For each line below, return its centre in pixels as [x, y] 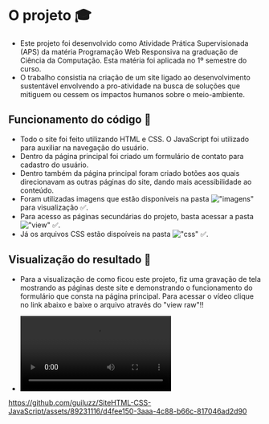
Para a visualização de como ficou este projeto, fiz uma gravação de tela [140, 279]
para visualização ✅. [54, 207]
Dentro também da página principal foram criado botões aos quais [130, 173]
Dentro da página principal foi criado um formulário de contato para [132, 156]
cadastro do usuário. [54, 165]
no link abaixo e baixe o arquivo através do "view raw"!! [112, 304]
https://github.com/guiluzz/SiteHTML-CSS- [80, 402]
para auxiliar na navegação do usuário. [84, 147]
